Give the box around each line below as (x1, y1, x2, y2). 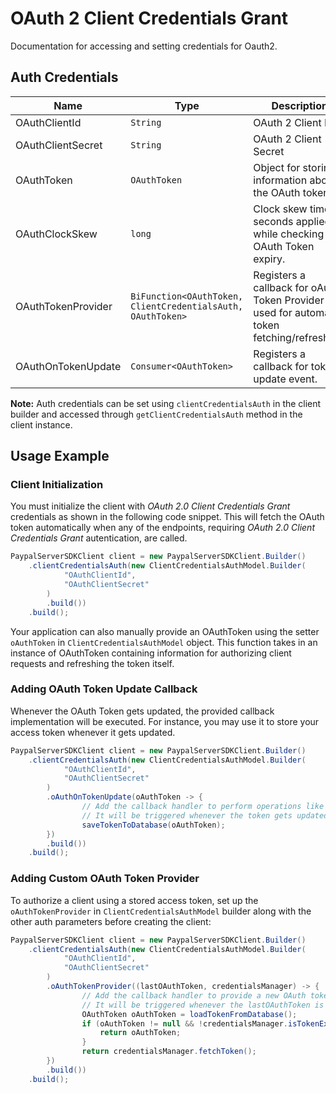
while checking (253, 227, 325, 241)
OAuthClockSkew (15, 227, 98, 241)
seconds (253, 214, 294, 228)
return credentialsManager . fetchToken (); (81, 1047, 257, 1057)
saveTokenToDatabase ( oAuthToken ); (81, 820, 226, 830)
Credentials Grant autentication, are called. (10, 532, 188, 544)
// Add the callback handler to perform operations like (81, 802, 325, 812)
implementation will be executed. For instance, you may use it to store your (10, 715, 320, 727)
